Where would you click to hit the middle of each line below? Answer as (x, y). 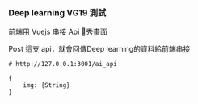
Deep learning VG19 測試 (57, 12)
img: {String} (46, 85)
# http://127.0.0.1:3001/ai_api (63, 64)
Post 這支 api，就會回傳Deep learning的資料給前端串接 (99, 49)
